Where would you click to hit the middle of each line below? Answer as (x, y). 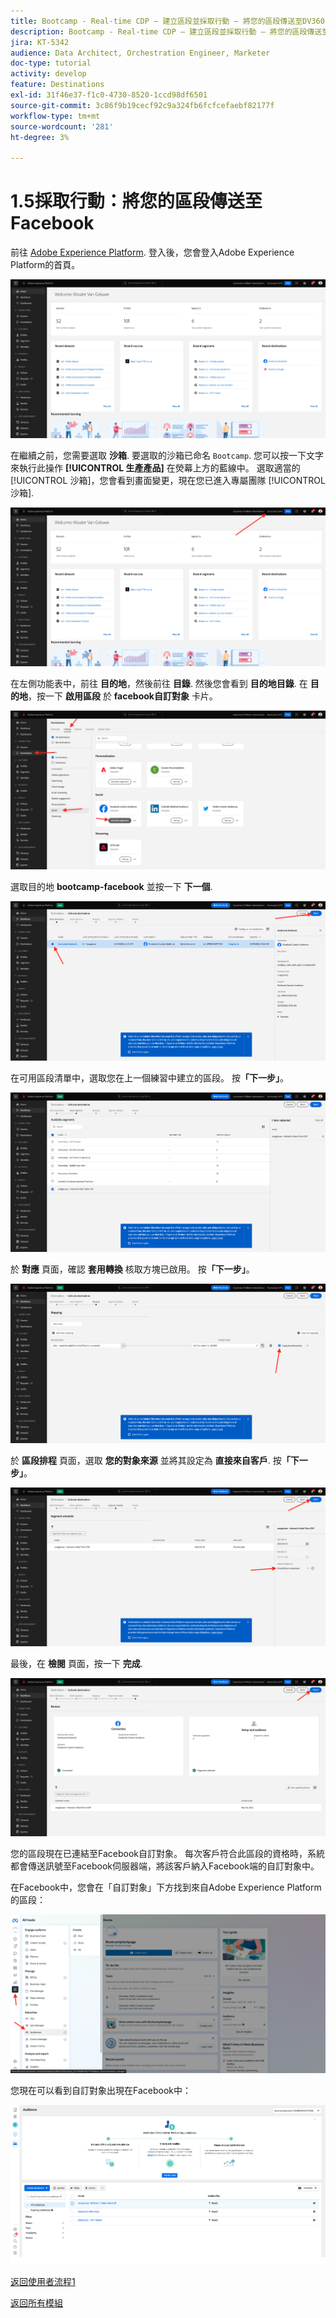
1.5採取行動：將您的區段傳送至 (136, 201)
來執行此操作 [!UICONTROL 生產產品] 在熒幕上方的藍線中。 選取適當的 (155, 468)
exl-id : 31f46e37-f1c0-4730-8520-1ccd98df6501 (109, 95)
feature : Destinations (57, 85)
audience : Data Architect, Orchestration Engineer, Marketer (140, 53)
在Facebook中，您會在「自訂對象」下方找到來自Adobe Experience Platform (166, 1887)
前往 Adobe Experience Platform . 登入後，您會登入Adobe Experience (152, 252)
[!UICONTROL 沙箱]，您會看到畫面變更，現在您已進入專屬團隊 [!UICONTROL (168, 481)
